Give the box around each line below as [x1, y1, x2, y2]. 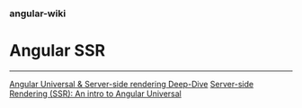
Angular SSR [9, 40, 106, 61]
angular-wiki [9, 7, 67, 20]
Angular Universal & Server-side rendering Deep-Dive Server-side [9, 78, 254, 89]
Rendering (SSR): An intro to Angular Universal [9, 88, 182, 99]
